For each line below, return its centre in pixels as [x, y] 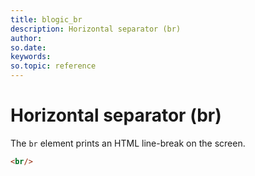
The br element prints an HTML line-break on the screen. [128, 143]
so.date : [28, 47]
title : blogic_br [46, 19]
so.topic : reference [53, 66]
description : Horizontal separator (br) [96, 29]
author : [26, 38]
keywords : [31, 57]
